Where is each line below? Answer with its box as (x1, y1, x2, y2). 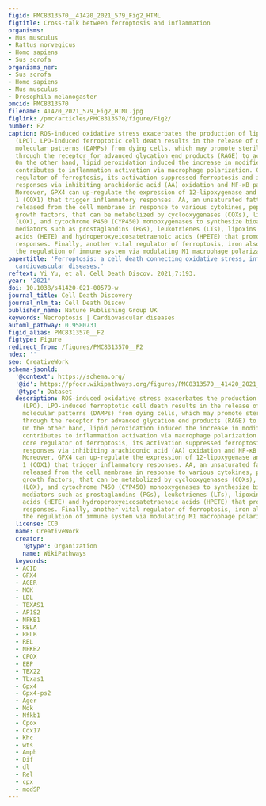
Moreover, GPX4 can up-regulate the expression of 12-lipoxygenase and (15, 188, 257, 197)
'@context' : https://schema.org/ (15, 372, 126, 380)
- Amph (15, 748, 37, 757)
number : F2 (8, 122, 44, 130)
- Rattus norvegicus (8, 41, 77, 49)
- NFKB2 (15, 645, 41, 654)
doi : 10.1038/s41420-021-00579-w (8, 285, 119, 292)
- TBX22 (15, 667, 41, 675)
